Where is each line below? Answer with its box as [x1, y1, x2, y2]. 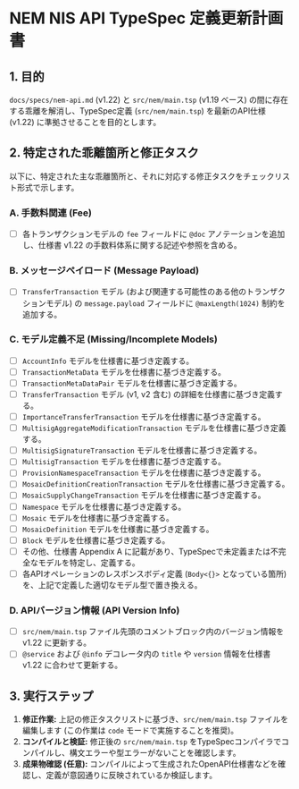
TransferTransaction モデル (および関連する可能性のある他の [21, 286, 247, 297]
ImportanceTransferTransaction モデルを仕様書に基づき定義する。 [21, 411, 266, 422]
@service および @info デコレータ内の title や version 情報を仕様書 [21, 649, 271, 659]
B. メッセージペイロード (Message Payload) [9, 265, 199, 277]
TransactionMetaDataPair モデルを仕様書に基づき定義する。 [21, 378, 243, 388]
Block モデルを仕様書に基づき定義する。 [21, 534, 170, 546]
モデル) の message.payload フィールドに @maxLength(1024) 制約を [46, 297, 286, 309]
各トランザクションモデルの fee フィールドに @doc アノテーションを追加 [21, 229, 286, 240]
